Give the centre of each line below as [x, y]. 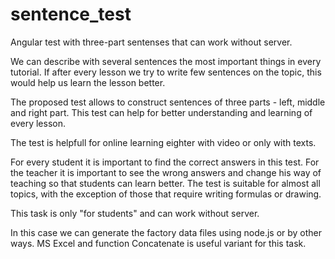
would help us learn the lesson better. [88, 82]
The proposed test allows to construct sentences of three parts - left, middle [168, 102]
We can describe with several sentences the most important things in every [166, 61]
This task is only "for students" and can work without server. [135, 213]
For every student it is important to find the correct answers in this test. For [165, 162]
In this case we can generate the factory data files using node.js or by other [166, 232]
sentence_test [71, 14]
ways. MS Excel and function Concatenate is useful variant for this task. [158, 243]
